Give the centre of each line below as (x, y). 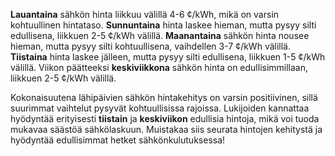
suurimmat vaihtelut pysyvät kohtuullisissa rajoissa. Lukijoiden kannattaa (160, 108)
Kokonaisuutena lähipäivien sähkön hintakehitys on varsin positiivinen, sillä (164, 97)
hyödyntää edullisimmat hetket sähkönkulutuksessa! (118, 140)
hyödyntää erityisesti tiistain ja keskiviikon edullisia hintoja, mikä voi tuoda (165, 118)
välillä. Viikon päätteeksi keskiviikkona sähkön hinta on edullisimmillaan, (159, 67)
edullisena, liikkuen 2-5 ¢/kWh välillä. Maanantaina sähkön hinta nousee (160, 35)
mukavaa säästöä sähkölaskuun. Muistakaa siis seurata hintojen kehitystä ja (166, 129)
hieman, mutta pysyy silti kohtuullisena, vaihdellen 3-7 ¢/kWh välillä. (150, 46)
